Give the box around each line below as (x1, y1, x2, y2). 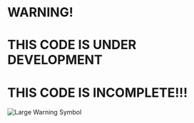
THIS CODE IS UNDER (7, 37, 137, 53)
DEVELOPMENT (7, 52, 103, 68)
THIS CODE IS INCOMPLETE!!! (7, 85, 188, 100)
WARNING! (7, 4, 73, 21)
